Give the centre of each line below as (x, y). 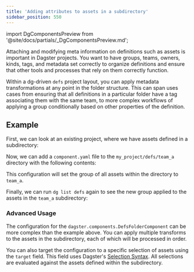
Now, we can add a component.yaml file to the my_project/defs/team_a (90, 157)
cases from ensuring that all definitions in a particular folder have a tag (92, 94)
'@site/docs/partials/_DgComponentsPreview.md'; (67, 40)
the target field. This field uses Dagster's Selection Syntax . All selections (95, 256)
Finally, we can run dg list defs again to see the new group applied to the (96, 192)
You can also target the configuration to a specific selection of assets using (98, 250)
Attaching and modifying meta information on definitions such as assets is (96, 51)
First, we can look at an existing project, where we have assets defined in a (97, 139)
